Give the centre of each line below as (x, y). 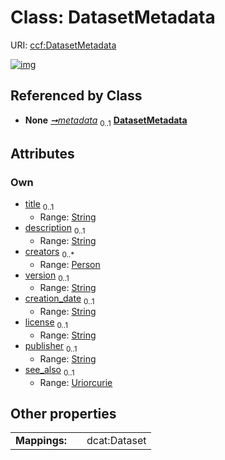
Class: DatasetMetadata (113, 17)
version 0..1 (47, 276)
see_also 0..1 (49, 370)
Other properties (63, 414)
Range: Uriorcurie (76, 382)
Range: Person (70, 264)
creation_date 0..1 (59, 299)
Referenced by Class (76, 96)
